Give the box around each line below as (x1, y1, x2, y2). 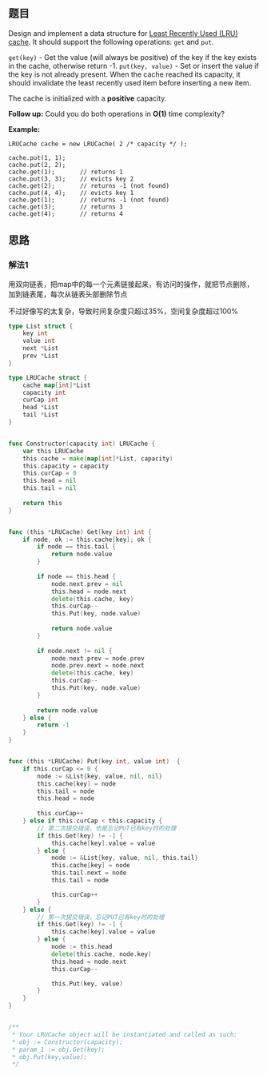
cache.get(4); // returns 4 (8, 209, 124, 217)
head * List (22, 404, 59, 412)
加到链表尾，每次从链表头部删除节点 (8, 289, 128, 299)
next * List (22, 344, 59, 352)
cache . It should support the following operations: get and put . (8, 37, 214, 46)
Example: (8, 124, 41, 133)
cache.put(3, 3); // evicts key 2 (8, 174, 134, 183)
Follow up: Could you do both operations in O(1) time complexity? (8, 109, 225, 118)
